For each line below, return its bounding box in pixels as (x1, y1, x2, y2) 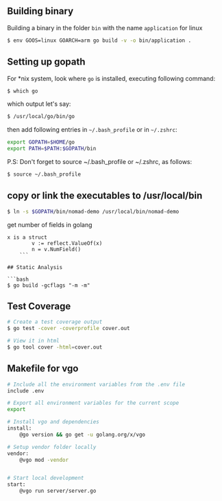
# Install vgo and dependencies (7, 419, 99, 426)
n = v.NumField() (32, 246, 81, 253)
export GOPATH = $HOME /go (7, 139, 75, 146)
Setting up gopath (7, 56, 86, 68)
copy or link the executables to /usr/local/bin (7, 190, 203, 202)
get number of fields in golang (7, 220, 92, 229)
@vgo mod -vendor (19, 456, 69, 463)
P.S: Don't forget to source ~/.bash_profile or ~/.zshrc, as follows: (7, 158, 193, 165)
